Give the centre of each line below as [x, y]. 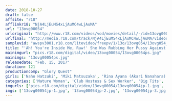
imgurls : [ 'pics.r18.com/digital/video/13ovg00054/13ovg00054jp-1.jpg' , [84, 86]
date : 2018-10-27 [24, 10]
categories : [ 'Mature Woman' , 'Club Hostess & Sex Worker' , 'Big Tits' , [84, 81]
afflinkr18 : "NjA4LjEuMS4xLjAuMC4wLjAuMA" [51, 24]
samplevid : [17, 43]
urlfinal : [16, 39]
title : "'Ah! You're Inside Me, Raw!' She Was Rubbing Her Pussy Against [86, 48]
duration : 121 [20, 67]
